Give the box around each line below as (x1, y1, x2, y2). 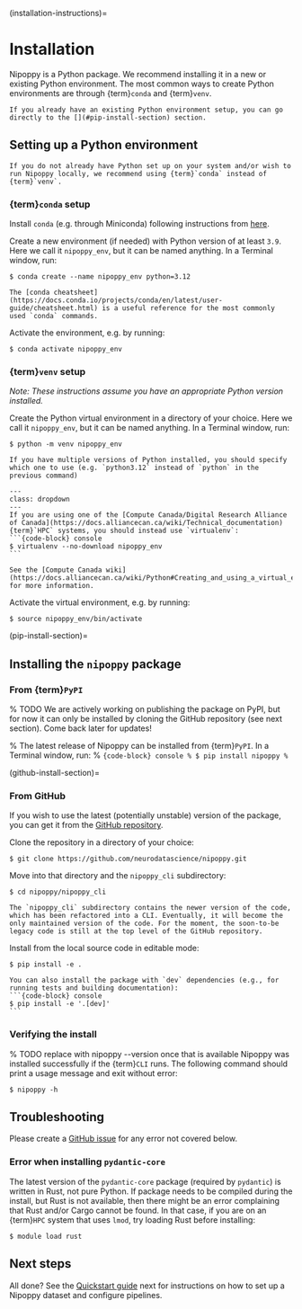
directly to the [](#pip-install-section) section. (9, 112, 207, 122)
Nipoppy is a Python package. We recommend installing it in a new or (9, 68, 267, 79)
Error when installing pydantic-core (9, 1155, 166, 1168)
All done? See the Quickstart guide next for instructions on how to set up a (9, 1280, 285, 1291)
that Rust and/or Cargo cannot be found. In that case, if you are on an (9, 1205, 267, 1215)
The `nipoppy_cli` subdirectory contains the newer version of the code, (9, 904, 292, 913)
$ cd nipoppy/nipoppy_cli (9, 887, 106, 897)
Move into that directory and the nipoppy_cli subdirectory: (9, 870, 226, 881)
